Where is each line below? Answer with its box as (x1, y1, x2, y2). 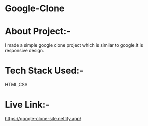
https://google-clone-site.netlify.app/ (5, 116, 81, 121)
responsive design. (5, 48, 44, 54)
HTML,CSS (5, 82, 28, 88)
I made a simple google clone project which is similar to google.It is (5, 42, 143, 48)
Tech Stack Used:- (5, 65, 84, 76)
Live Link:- (5, 99, 50, 110)
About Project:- (5, 26, 71, 37)
